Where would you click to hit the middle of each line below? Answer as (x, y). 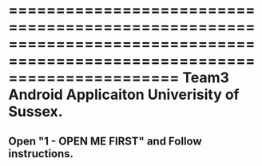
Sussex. (36, 112)
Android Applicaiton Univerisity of (124, 95)
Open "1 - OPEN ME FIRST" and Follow (105, 141)
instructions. (41, 154)
